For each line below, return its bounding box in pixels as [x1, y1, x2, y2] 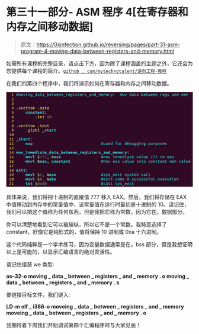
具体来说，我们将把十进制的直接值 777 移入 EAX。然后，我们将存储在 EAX [6, 194, 187, 201]
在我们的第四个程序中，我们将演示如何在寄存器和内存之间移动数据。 [6, 79, 172, 86]
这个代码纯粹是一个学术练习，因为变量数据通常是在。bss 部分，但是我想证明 [6, 241, 193, 248]
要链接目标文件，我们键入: [6, 291, 70, 298]
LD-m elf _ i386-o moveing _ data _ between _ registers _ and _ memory [6, 303, 185, 310]
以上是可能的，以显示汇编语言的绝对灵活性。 [6, 248, 115, 255]
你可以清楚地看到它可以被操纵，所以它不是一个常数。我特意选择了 [6, 221, 167, 228]
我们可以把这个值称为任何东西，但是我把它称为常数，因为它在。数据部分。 [6, 208, 188, 216]
